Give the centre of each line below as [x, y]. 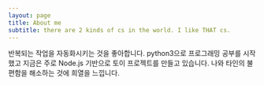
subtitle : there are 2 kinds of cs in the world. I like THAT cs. [119, 30]
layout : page [30, 15]
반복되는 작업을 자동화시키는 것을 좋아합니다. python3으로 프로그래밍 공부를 [125, 54]
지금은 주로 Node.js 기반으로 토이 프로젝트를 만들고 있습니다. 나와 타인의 [134, 63]
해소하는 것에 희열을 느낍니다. [74, 73]
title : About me [35, 23]
